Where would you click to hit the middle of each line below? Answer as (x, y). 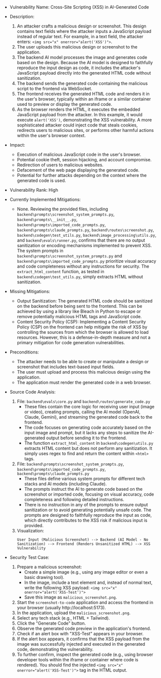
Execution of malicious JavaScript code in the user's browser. (79, 154)
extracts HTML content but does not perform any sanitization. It (88, 448)
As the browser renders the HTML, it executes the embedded (79, 109)
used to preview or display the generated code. (64, 104)
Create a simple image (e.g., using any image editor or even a (86, 572)
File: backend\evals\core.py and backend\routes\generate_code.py (83, 401)
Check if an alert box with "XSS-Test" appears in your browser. (80, 634)
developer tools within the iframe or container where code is (78, 660)
